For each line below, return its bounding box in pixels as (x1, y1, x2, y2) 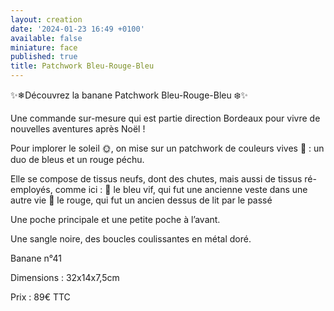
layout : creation (10, 14, 83, 25)
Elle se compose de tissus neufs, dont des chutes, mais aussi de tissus (10, 173, 303, 185)
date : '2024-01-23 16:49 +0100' (10, 24, 145, 34)
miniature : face (10, 42, 78, 53)
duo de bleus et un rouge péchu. (10, 154, 145, 165)
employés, (10, 184, 53, 195)
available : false (10, 33, 83, 43)
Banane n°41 (10, 252, 63, 264)
